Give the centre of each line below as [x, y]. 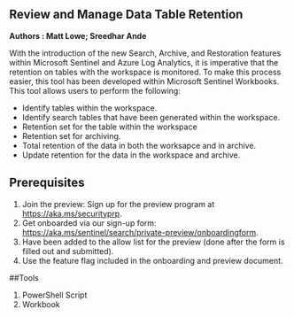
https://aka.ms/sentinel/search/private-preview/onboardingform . [140, 232]
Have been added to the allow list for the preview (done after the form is [153, 242]
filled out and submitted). [68, 251]
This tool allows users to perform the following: [95, 90]
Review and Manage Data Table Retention [126, 15]
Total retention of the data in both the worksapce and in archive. [139, 145]
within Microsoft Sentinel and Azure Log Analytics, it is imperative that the [144, 62]
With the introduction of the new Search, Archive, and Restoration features [145, 53]
